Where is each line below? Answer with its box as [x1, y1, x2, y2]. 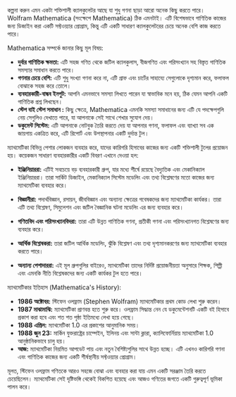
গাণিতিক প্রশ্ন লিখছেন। [17, 98, 63, 106]
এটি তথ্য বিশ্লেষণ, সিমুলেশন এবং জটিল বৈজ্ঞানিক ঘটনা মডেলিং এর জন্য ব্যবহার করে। [17, 203, 185, 211]
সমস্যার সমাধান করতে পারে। [17, 66, 75, 74]
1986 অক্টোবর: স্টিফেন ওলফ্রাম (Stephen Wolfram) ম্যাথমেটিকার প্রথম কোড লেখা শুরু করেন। [17, 297, 222, 305]
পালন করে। [7, 383, 32, 391]
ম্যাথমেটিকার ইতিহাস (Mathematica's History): [7, 283, 122, 291]
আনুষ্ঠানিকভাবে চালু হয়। [17, 337, 67, 345]
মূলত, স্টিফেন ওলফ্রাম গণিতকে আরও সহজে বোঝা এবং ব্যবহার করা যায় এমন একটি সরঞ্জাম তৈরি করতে [7, 367, 206, 375]
